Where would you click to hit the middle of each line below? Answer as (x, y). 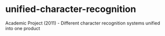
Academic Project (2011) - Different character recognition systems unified (83, 23)
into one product (23, 28)
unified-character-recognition (71, 9)
